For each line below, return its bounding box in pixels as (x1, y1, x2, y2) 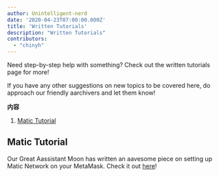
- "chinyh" (13, 42, 45, 49)
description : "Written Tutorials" (7, 29, 106, 36)
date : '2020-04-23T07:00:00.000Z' (7, 16, 106, 23)
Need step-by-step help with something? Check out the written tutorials (7, 61, 211, 69)
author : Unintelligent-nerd (7, 10, 88, 17)
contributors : (7, 36, 48, 43)
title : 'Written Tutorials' (7, 23, 88, 29)
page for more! (7, 68, 49, 76)
